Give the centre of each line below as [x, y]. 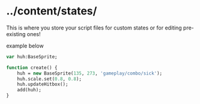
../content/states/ [52, 11]
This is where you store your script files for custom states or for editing [94, 28]
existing [16, 34]
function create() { [32, 67]
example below [25, 46]
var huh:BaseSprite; [32, 57]
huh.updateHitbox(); [43, 84]
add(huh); [29, 90]
